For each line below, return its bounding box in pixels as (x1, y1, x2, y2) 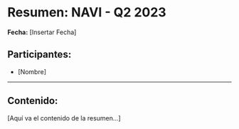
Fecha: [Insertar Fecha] (7, 28, 77, 36)
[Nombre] (17, 67, 46, 76)
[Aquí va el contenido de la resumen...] (7, 113, 121, 122)
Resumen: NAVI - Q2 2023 (7, 4, 166, 21)
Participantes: (7, 48, 72, 61)
